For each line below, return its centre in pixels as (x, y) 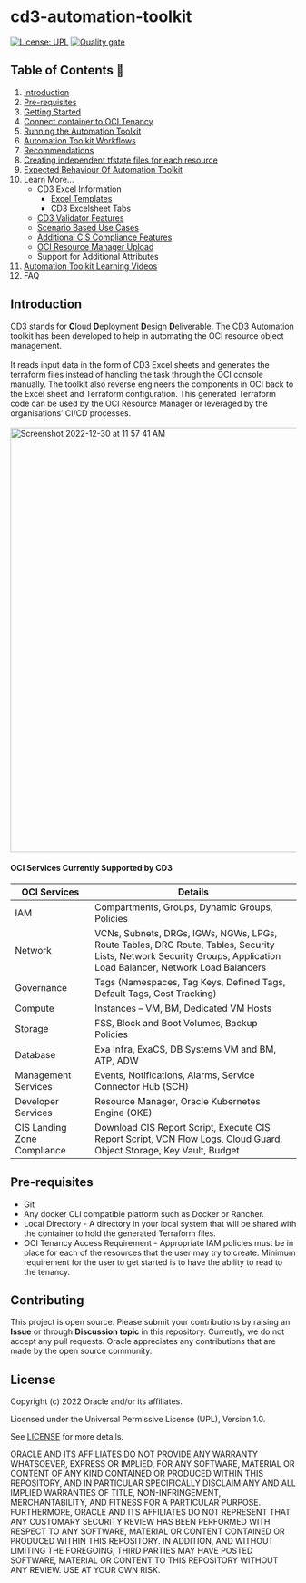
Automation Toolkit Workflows (80, 140)
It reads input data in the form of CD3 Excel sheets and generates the (140, 364)
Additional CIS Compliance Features (104, 237)
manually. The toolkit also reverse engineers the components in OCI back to (152, 384)
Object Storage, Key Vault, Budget (167, 1150)
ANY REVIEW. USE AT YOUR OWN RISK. (85, 1570)
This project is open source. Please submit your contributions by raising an (150, 1322)
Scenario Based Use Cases (88, 227)
